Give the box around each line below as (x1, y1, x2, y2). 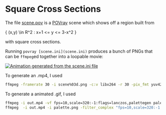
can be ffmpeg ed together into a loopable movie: (5, 53, 104, 59)
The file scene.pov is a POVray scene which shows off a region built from (5, 20, 155, 26)
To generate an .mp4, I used (5, 72, 63, 78)
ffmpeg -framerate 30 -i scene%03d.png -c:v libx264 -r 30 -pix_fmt (5, 82, 149, 87)
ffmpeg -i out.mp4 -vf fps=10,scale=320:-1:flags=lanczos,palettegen (5, 100, 152, 105)
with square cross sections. (5, 38, 61, 45)
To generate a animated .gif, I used (5, 91, 76, 97)
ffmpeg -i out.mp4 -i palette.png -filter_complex (5, 105, 114, 110)
